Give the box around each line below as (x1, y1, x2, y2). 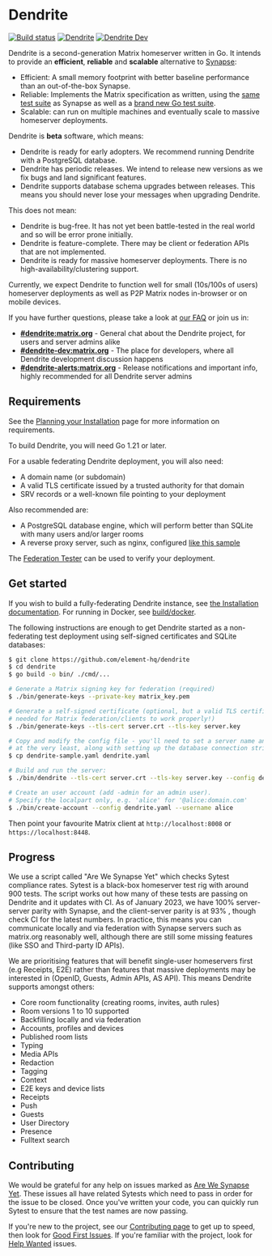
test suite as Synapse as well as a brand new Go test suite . (19, 98, 216, 108)
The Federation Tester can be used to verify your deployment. (8, 553, 216, 563)
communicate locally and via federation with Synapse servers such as (8, 923, 242, 933)
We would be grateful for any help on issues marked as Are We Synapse (8, 1180, 249, 1190)
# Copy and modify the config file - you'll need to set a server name (8, 736, 255, 745)
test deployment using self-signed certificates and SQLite (44, 631, 237, 641)
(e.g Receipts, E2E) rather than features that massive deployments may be (8, 965, 257, 974)
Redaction (19, 1058, 54, 1067)
